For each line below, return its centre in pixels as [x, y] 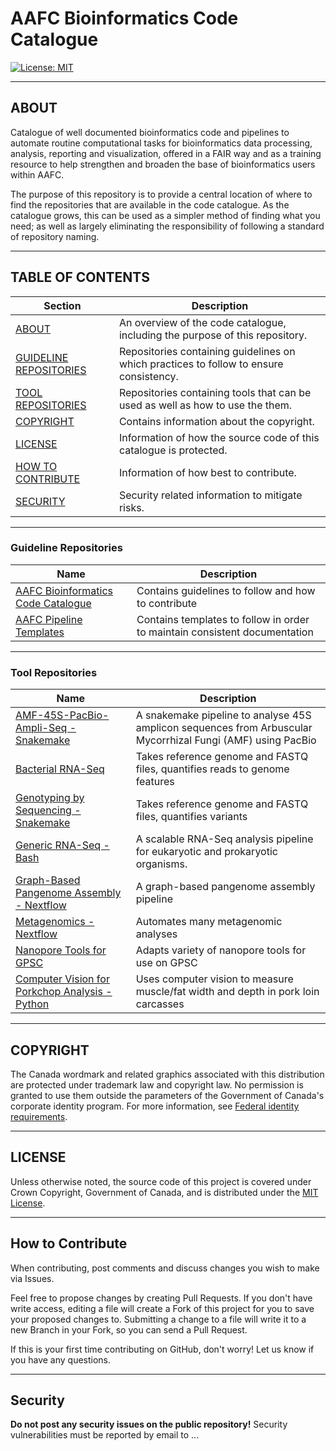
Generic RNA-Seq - [62, 845]
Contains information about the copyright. [216, 421]
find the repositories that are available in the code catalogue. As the [150, 204]
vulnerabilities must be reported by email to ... [105, 1435]
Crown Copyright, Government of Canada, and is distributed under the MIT [164, 1192]
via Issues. [32, 1278]
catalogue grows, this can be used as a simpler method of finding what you [165, 215]
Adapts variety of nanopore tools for [221, 950]
